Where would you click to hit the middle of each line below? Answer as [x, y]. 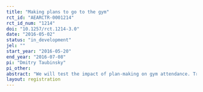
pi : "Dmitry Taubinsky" [36, 62]
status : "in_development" [39, 40]
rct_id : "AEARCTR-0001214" [40, 18]
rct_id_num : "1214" [31, 23]
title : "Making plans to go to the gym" [58, 12]
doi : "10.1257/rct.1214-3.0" [43, 29]
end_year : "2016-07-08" [36, 57]
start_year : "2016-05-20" [39, 51]
